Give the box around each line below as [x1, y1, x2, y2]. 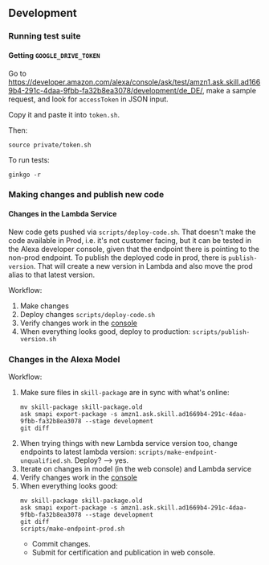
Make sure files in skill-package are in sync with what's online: [19, 387, 230, 397]
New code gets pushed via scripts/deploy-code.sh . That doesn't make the [8, 227, 256, 237]
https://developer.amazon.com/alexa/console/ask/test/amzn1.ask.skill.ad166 [8, 76, 261, 87]
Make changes [19, 301, 70, 311]
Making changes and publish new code [8, 189, 165, 200]
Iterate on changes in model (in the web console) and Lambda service [19, 464, 251, 473]
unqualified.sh [19, 456, 71, 465]
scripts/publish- [192, 328, 251, 336]
